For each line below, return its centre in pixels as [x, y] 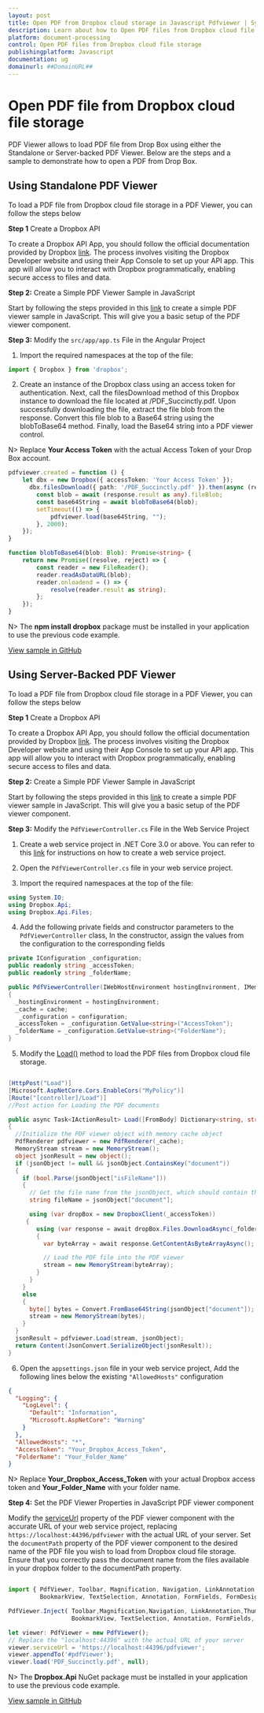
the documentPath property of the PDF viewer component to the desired [123, 1543]
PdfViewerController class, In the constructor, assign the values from [132, 935]
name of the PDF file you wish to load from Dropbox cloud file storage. [122, 1551]
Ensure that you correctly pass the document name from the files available [129, 1560]
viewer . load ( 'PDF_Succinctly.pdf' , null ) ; [79, 1662]
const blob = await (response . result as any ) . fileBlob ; [130, 495]
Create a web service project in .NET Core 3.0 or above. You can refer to [137, 844]
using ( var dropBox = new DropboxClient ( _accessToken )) [122, 1214]
